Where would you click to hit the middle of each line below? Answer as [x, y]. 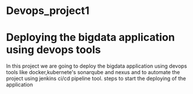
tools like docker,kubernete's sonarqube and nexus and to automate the [93, 72]
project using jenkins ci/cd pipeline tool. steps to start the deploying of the [96, 79]
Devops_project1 [48, 11]
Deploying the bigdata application [91, 38]
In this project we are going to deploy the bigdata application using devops [96, 66]
